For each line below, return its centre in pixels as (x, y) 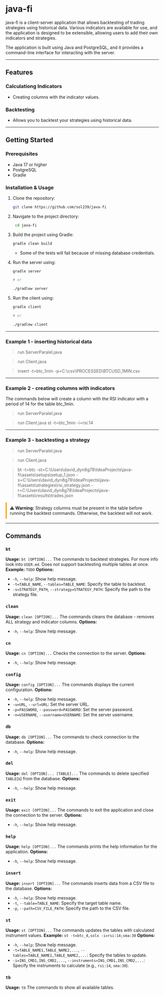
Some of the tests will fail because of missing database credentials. (87, 253)
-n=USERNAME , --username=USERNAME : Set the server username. (73, 715)
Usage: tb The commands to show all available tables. (60, 988)
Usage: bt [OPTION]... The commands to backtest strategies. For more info (82, 559)
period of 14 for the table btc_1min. (40, 404)
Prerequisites (22, 154)
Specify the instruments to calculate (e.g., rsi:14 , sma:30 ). (71, 966)
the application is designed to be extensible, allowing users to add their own (82, 33)
